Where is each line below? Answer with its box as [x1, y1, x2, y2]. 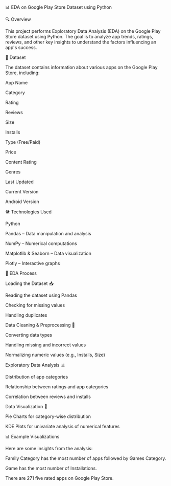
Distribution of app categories [5, 374, 68, 380]
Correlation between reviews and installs [5, 393, 91, 400]
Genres [5, 169, 21, 175]
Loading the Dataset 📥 [5, 280, 54, 286]
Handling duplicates [5, 312, 47, 318]
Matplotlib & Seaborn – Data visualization [5, 250, 92, 256]
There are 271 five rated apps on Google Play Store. [5, 475, 114, 481]
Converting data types [5, 332, 53, 338]
